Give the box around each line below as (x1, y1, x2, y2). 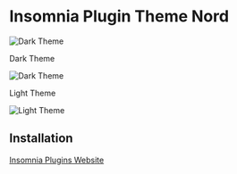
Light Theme (9, 87, 56, 98)
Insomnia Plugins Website (9, 154, 105, 165)
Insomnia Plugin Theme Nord (9, 6, 230, 27)
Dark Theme (9, 53, 55, 63)
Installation (9, 131, 73, 146)
